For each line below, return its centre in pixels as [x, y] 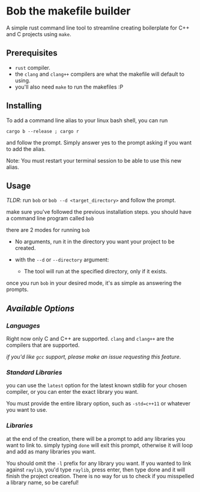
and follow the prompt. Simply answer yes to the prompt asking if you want [99, 142]
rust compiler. [32, 67]
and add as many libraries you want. [51, 451]
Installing [24, 106]
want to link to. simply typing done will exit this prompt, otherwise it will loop [100, 445]
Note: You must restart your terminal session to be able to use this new [94, 160]
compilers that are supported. [43, 345]
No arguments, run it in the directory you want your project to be [95, 241]
